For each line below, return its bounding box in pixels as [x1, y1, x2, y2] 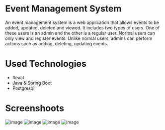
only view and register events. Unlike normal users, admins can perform [5, 35, 153, 41]
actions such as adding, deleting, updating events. [5, 40, 108, 46]
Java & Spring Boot [12, 80, 52, 86]
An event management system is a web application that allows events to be [5, 19, 159, 25]
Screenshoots [5, 103, 65, 114]
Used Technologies [5, 58, 87, 70]
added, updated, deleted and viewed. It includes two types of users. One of [5, 24, 160, 30]
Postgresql [12, 85, 35, 91]
